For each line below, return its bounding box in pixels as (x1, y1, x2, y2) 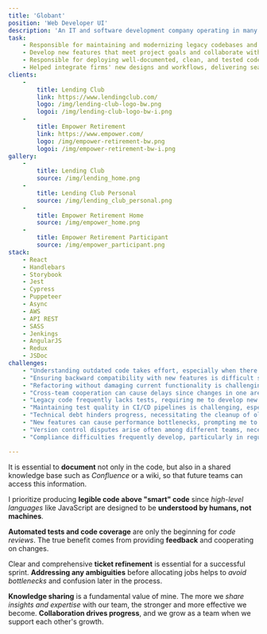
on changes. (8, 543, 49, 553)
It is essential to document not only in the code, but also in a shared (8, 462, 231, 472)
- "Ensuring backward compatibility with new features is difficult (22, 374, 254, 382)
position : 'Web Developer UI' (8, 19, 109, 27)
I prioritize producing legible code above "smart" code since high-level (8, 494, 244, 504)
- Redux (22, 344, 48, 352)
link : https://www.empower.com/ (37, 130, 145, 138)
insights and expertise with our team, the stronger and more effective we (8, 600, 247, 609)
